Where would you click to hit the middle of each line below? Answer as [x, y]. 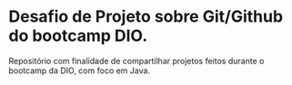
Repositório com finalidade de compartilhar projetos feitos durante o [136, 61]
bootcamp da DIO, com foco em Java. [80, 71]
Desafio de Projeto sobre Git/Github [146, 17]
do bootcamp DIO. [78, 36]
